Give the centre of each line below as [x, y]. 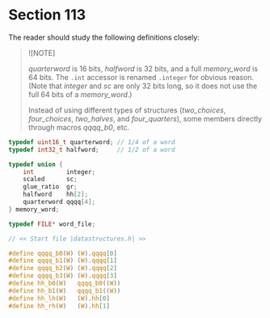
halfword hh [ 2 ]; [56, 195]
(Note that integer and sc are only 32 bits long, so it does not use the [143, 86]
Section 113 [47, 15]
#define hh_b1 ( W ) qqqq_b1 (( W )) [65, 290]
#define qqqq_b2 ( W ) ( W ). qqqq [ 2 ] [63, 269]
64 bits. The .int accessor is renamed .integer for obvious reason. [141, 77]
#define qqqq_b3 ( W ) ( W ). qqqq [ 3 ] [63, 276]
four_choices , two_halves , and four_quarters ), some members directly [145, 118]
